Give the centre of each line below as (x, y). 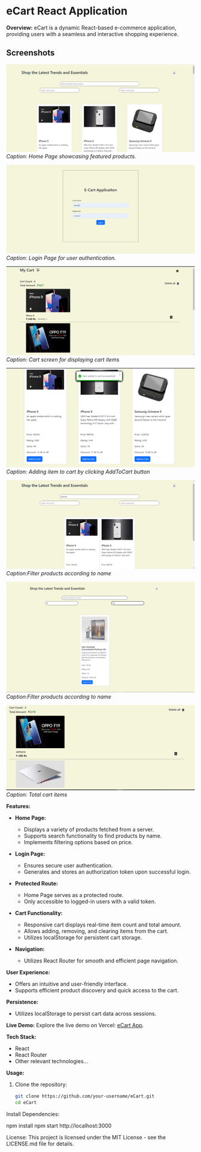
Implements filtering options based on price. (78, 842)
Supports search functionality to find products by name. (93, 836)
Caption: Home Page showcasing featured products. (71, 157)
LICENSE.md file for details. (40, 1144)
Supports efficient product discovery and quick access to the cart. (97, 990)
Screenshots (31, 53)
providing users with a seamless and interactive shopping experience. (92, 34)
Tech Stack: (22, 1037)
